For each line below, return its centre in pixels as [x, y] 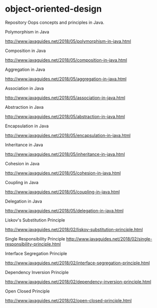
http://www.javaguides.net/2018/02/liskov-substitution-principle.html [74, 229]
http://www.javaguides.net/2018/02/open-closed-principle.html [68, 300]
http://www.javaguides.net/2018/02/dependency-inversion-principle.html [78, 282]
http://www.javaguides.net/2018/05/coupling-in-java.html [63, 192]
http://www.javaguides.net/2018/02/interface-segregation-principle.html [78, 263]
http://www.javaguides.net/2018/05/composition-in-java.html [66, 60]
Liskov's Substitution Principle [35, 220]
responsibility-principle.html [33, 244]
